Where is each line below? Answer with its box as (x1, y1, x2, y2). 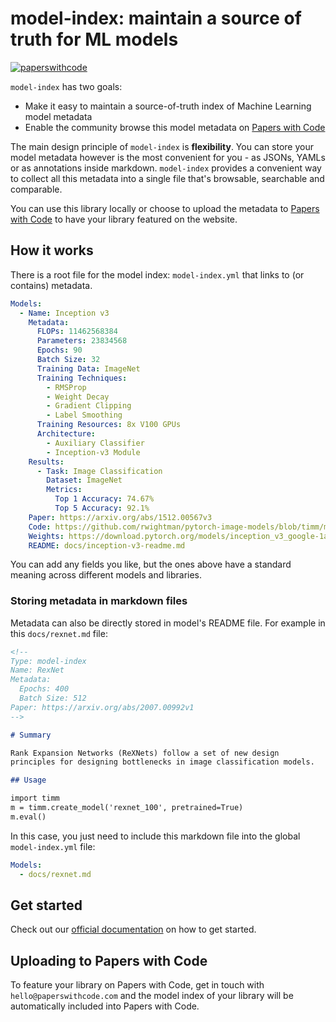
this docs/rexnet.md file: (10, 627, 108, 639)
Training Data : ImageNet (36, 363, 141, 374)
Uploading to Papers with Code (10, 952, 208, 969)
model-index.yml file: (10, 840, 96, 852)
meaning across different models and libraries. (10, 569, 203, 581)
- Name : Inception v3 (19, 308, 110, 318)
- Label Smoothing (46, 410, 123, 421)
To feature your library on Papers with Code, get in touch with (10, 979, 265, 991)
